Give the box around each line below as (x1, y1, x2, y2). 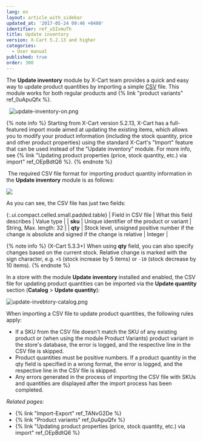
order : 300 (6, 59, 34, 66)
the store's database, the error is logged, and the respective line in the (15, 341, 191, 348)
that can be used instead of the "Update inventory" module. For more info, (6, 145, 192, 152)
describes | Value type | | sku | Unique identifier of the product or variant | (6, 217, 192, 225)
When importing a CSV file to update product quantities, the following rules (6, 310, 194, 317)
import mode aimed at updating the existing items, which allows (28, 126, 188, 133)
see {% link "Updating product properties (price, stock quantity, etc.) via (6, 151, 187, 158)
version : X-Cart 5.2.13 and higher (6, 37, 96, 43)
